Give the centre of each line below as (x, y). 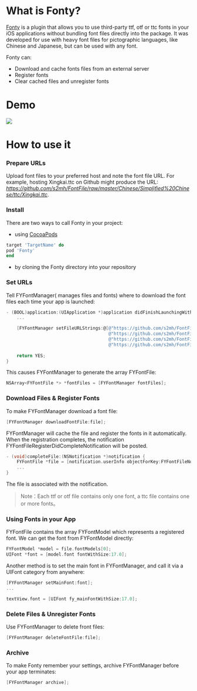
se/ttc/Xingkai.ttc (27, 195)
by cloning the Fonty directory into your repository (75, 267)
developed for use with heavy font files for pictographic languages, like (92, 39)
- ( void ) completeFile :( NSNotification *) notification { (76, 456)
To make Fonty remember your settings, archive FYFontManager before (93, 666)
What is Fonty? (43, 11)
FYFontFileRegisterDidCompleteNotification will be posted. (77, 446)
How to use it (39, 145)
